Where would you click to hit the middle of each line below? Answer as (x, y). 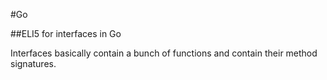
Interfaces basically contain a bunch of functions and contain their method (164, 53)
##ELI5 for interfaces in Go (66, 33)
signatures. (33, 63)
